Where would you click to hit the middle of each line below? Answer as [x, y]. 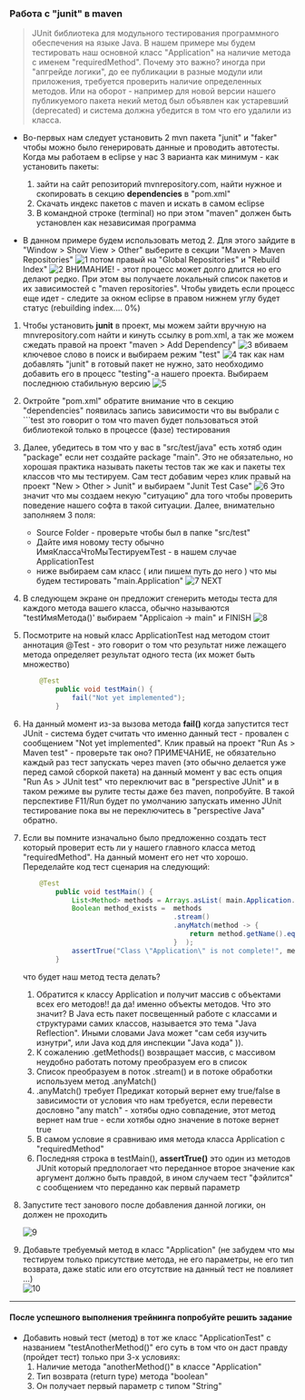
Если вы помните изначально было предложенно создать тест [144, 837]
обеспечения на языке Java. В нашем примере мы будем [143, 43]
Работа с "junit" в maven [66, 14]
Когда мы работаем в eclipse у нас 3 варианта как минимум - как [151, 157]
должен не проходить [65, 1214]
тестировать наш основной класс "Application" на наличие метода [161, 53]
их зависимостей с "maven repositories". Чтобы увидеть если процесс [158, 289]
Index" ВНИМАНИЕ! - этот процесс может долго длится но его [152, 270]
